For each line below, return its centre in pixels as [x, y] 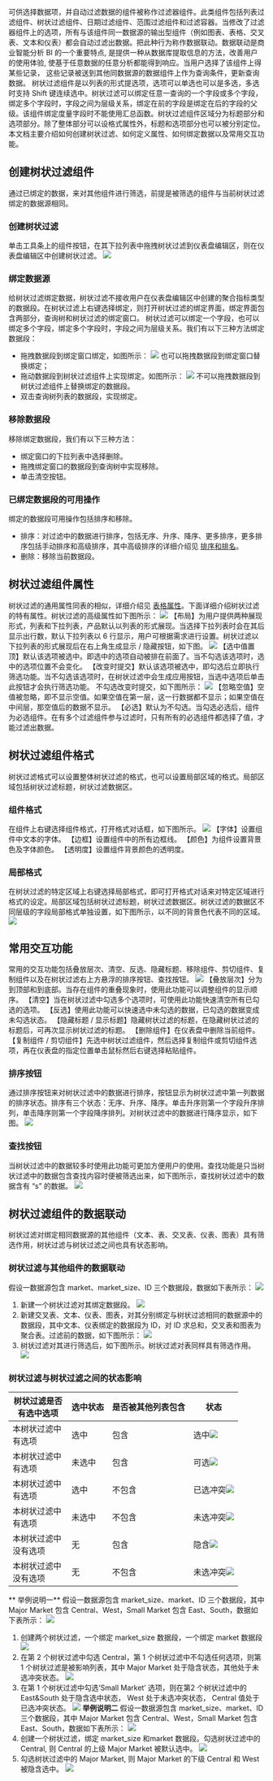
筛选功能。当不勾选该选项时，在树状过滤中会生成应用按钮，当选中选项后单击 [136, 676]
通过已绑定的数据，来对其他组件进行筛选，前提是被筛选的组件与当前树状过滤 [136, 193]
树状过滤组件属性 [51, 585]
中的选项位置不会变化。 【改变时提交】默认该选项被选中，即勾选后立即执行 [134, 666]
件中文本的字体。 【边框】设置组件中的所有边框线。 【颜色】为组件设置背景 [135, 838]
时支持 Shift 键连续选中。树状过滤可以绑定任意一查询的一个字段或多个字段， [135, 93]
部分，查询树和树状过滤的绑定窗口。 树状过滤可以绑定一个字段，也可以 [141, 318]
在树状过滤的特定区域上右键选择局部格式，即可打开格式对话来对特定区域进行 [136, 891]
